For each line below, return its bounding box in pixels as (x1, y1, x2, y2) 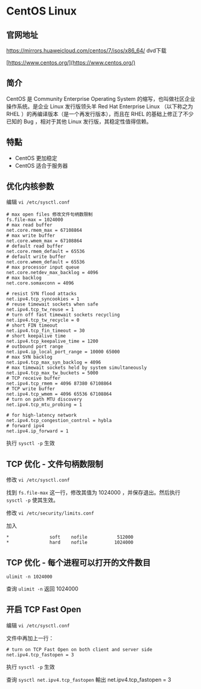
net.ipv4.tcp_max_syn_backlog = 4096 (6, 359, 101, 366)
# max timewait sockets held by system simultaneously (6, 365, 147, 371)
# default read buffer (6, 243, 63, 249)
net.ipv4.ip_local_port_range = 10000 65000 (6, 349, 120, 355)
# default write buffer (6, 254, 66, 260)
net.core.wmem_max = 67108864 (6, 238, 83, 244)
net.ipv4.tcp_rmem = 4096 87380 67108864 (6, 380, 112, 387)
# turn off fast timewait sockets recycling (6, 312, 120, 318)
